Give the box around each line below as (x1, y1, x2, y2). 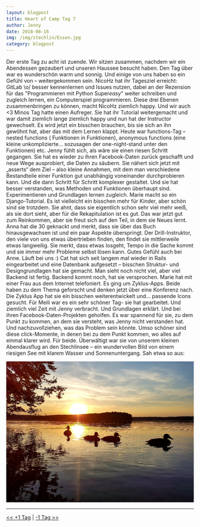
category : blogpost (6, 41, 55, 47)
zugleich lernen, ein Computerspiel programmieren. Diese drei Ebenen (6, 96, 179, 103)
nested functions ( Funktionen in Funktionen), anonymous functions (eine (6, 134, 186, 141)
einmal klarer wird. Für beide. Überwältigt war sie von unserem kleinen (6, 337, 180, 344)
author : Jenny (6, 22, 42, 28)
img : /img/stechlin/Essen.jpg (6, 35, 82, 41)
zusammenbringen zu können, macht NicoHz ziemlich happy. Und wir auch (6, 103, 191, 110)
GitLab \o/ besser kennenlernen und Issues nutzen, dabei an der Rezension (6, 83, 191, 91)
